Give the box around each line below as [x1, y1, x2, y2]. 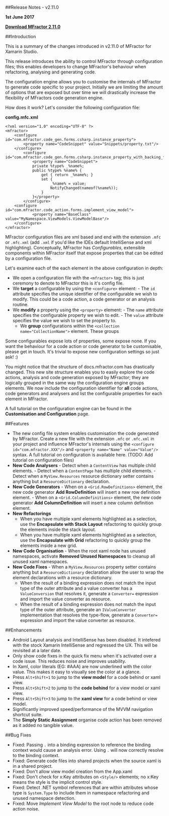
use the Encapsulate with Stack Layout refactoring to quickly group [20, 521, 162, 527]
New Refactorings [12, 510, 51, 516]
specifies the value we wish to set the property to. [12, 318, 117, 323]
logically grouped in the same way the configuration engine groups [5, 380, 144, 386]
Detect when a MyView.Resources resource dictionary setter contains [12, 473, 154, 479]
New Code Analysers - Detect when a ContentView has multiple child [12, 463, 156, 468]
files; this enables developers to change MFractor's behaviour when [5, 64, 146, 69]
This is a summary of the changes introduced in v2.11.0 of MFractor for [5, 43, 152, 49]
